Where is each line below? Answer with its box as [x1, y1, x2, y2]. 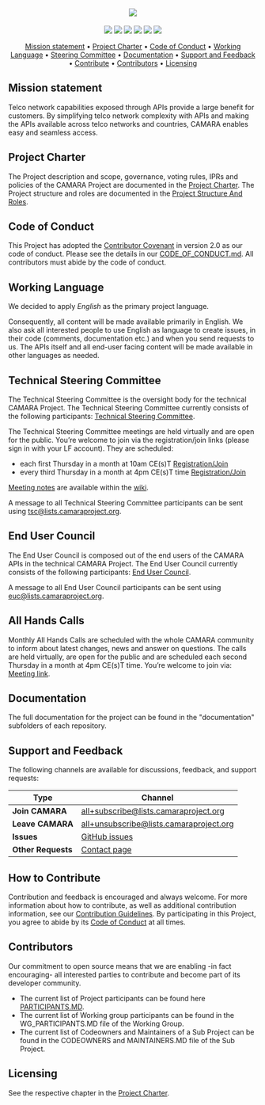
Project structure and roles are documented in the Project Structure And [8, 189, 243, 198]
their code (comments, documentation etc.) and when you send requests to [8, 333, 255, 344]
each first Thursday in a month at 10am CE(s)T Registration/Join [19, 459, 229, 468]
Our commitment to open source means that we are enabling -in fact [8, 961, 232, 970]
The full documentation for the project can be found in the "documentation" [8, 713, 255, 722]
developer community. [8, 978, 81, 988]
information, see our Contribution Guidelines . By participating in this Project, [8, 909, 257, 919]
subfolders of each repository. [8, 721, 107, 730]
